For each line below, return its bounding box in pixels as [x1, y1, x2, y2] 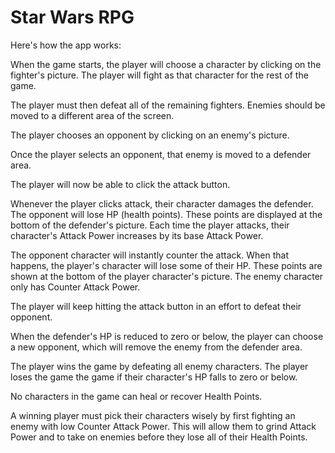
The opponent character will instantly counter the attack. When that [10, 249, 289, 261]
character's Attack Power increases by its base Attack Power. [10, 229, 264, 241]
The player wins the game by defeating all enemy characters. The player [10, 360, 309, 372]
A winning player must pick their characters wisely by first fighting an [10, 409, 296, 421]
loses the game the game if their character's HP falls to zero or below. [10, 371, 298, 383]
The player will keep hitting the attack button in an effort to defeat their [10, 300, 302, 312]
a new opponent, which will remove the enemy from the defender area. [10, 341, 303, 353]
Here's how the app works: [10, 39, 122, 51]
